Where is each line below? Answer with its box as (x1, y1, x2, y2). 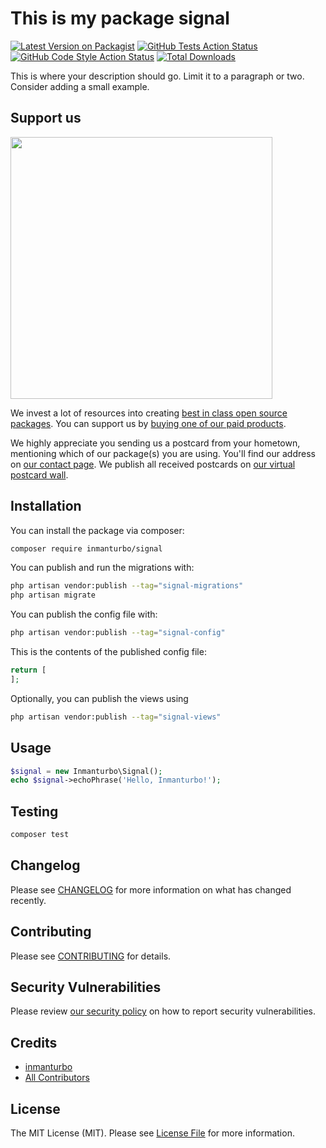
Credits (10, 1034, 58, 1051)
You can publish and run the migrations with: (10, 562, 195, 574)
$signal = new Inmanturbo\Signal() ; (10, 766, 163, 776)
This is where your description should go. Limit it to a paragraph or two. (10, 70, 305, 82)
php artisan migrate (10, 590, 97, 601)
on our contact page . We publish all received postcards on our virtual (10, 458, 296, 470)
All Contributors (24, 1072, 90, 1084)
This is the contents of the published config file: (10, 646, 207, 658)
